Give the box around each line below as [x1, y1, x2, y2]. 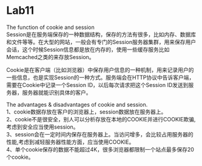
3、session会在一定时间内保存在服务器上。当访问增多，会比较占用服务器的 [6, 130, 194, 138]
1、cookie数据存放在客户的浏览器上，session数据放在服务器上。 [6, 108, 167, 115]
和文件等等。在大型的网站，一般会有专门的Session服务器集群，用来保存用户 [6, 38, 196, 45]
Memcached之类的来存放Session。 [6, 53, 95, 60]
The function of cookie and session [6, 24, 95, 31]
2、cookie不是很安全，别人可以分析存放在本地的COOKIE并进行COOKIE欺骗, [6, 115, 196, 123]
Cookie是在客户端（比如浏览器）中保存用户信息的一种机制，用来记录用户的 [6, 66, 194, 73]
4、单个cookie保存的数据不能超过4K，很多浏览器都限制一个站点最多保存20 [6, 145, 194, 153]
